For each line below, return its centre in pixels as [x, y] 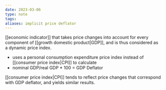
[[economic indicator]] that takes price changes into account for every [77, 37]
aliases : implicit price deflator [41, 23]
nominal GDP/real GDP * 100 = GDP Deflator [57, 68]
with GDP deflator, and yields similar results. [50, 83]
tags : [11, 19]
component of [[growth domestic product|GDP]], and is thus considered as [82, 43]
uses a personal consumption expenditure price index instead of [78, 58]
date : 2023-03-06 [23, 10]
